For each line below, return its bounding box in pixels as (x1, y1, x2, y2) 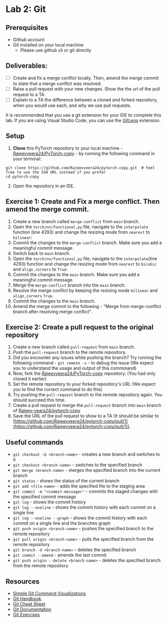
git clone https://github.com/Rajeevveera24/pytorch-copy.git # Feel (5, 165, 155, 170)
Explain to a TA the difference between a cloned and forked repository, (12, 96, 158, 103)
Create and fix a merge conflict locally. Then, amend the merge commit (12, 75, 159, 81)
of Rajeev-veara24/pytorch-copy (12, 408, 81, 414)
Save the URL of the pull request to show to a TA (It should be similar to (12, 413, 159, 419)
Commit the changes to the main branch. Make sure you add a (12, 271, 140, 278)
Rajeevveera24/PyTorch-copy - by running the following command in (12, 150, 155, 156)
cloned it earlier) (12, 376, 47, 382)
